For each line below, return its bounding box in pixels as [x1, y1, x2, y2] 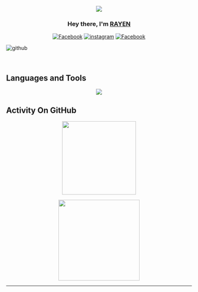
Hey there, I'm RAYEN [67, 19, 131, 28]
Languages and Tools [6, 73, 87, 83]
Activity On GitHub [6, 105, 77, 115]
